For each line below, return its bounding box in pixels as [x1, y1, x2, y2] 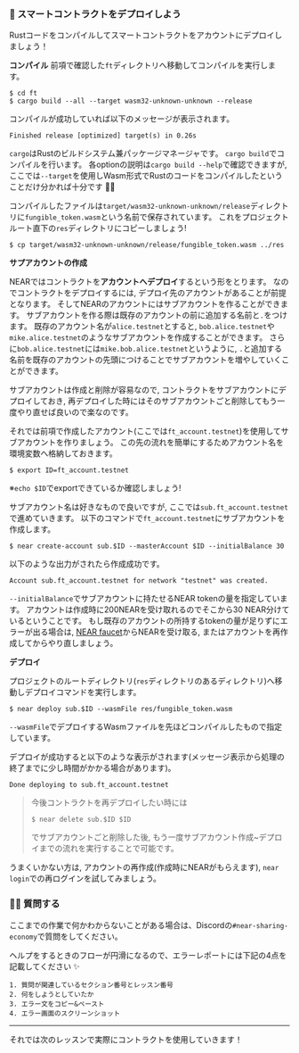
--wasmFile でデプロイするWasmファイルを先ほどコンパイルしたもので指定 [9, 721, 283, 733]
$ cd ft [9, 89, 38, 98]
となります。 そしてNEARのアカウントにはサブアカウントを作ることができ [9, 299, 281, 310]
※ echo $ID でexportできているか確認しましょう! [9, 483, 182, 493]
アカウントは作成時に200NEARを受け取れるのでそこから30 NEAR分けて [26, 604, 290, 615]
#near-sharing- [231, 921, 289, 930]
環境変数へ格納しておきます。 [9, 448, 117, 459]
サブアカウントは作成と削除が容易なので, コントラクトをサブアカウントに [9, 385, 279, 395]
